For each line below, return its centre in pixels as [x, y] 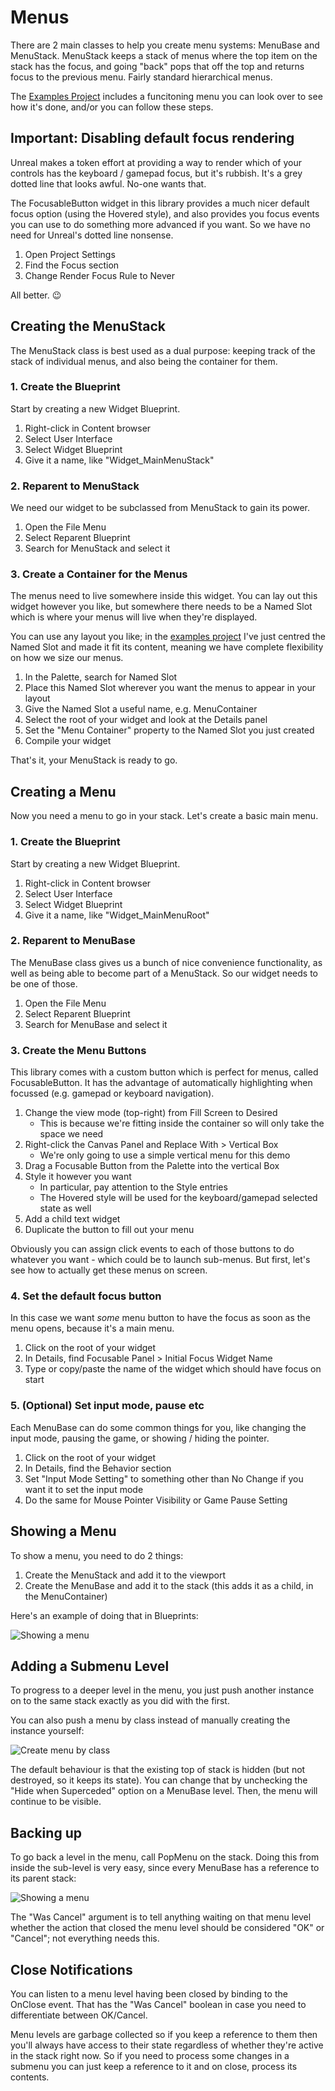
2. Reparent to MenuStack [75, 486]
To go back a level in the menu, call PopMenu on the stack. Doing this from [165, 1857]
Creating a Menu [63, 791]
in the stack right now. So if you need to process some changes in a [150, 2055]
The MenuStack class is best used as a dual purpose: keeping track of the [163, 350]
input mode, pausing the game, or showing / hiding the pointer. [140, 1438]
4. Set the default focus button [86, 1296]
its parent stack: [43, 1878]
